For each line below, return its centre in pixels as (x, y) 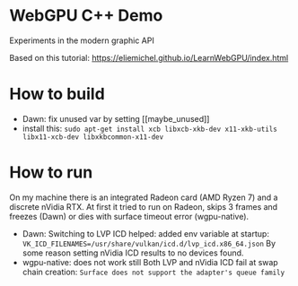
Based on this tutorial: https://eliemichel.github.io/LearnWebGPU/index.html (149, 57)
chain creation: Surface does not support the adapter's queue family (153, 272)
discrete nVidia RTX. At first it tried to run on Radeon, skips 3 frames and (144, 206)
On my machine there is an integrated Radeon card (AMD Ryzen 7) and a (144, 197)
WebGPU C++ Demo (86, 16)
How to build (57, 94)
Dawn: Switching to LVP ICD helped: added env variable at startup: (145, 233)
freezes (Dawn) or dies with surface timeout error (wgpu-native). (129, 216)
